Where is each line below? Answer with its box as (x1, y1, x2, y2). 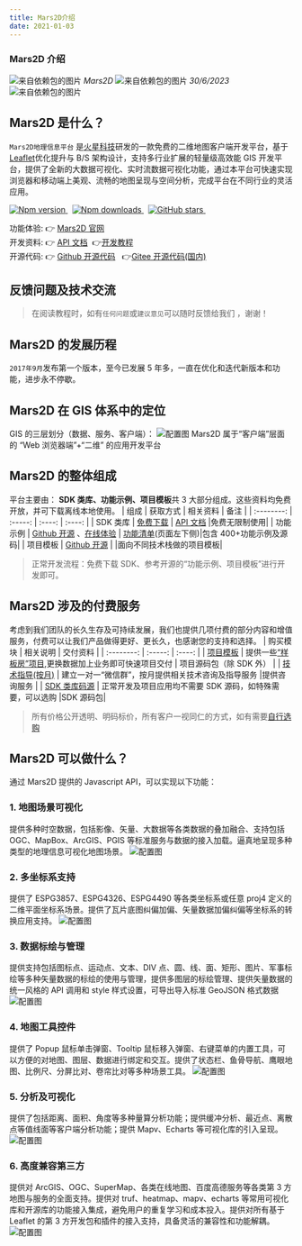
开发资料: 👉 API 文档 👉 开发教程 (9, 236, 134, 248)
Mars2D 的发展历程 (9, 337, 117, 352)
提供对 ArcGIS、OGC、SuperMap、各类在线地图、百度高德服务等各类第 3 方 (9, 1182, 292, 1193)
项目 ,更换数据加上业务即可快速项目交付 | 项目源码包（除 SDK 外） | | (28, 658, 281, 668)
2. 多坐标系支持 (9, 870, 76, 883)
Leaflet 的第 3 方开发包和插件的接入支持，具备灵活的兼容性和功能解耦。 (9, 1215, 275, 1226)
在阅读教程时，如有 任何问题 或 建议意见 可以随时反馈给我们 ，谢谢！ (31, 308, 269, 319)
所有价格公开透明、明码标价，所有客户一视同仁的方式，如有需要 (31, 711, 268, 722)
